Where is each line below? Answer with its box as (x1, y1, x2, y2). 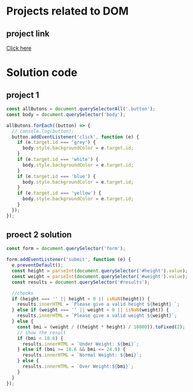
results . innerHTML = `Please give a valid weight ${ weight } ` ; (17, 313, 177, 319)
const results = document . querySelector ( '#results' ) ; (11, 279, 150, 285)
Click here (6, 44, 32, 52)
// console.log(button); (11, 128, 74, 134)
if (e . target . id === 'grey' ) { (17, 140, 96, 146)
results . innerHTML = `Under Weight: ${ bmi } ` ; (22, 341, 139, 347)
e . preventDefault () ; (11, 262, 64, 268)
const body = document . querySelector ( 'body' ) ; (6, 111, 126, 118)
